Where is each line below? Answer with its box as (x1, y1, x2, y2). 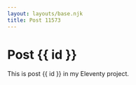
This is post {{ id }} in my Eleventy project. (7, 70, 130, 78)
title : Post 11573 (7, 17, 61, 24)
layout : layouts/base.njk (7, 10, 83, 17)
